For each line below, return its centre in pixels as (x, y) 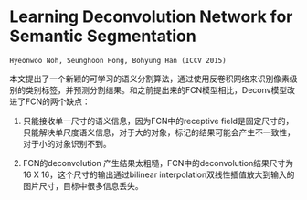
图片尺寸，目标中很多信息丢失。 (83, 185)
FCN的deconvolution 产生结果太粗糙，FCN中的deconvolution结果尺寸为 (158, 163)
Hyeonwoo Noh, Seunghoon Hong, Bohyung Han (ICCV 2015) (118, 60)
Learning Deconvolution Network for (151, 17)
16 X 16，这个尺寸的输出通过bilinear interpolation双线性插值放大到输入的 (159, 174)
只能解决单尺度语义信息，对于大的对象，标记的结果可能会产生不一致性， (159, 132)
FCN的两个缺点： (58, 101)
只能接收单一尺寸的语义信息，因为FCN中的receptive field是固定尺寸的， (158, 121)
